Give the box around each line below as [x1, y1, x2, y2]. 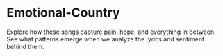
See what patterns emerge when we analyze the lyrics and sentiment [6, 35, 204, 43]
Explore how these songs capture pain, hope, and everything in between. [6, 28, 216, 36]
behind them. [6, 42, 44, 50]
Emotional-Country [6, 5, 120, 21]
